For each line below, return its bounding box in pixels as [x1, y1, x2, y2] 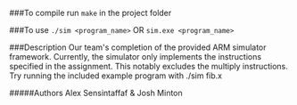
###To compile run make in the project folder [9, 8, 172, 18]
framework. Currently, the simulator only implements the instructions [9, 52, 261, 61]
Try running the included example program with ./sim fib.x [9, 70, 223, 81]
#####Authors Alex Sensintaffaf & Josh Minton [9, 88, 183, 98]
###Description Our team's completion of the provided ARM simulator [9, 42, 267, 52]
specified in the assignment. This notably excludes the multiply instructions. [9, 61, 288, 71]
